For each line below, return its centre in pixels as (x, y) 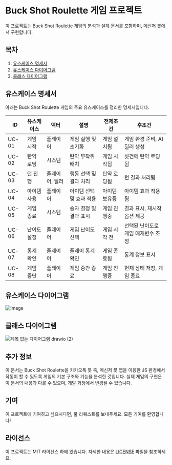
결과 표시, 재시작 (143, 208)
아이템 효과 (137, 191)
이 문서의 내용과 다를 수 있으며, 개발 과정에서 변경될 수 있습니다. (69, 383)
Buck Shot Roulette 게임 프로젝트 (74, 11)
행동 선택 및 (83, 174)
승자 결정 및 (83, 208)
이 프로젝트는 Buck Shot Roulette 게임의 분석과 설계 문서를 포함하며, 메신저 (81, 26)
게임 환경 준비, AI (144, 139)
